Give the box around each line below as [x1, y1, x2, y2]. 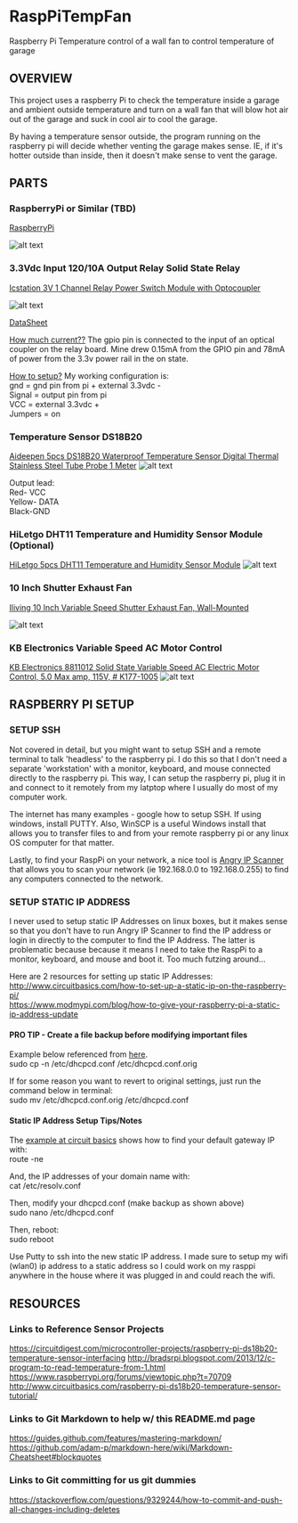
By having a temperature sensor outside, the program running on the [9, 131, 261, 142]
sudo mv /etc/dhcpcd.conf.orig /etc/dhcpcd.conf [9, 1094, 189, 1106]
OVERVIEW [9, 71, 73, 86]
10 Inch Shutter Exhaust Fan [9, 582, 133, 594]
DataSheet [9, 316, 48, 327]
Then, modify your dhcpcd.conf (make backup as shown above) [9, 1198, 245, 1208]
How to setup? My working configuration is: [9, 370, 169, 381]
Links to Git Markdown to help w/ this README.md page [9, 1412, 256, 1425]
